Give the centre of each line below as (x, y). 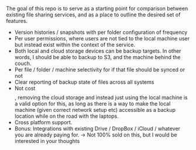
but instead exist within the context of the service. (75, 45)
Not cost (25, 88)
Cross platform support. (43, 122)
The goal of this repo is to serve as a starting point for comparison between (97, 8)
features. (17, 21)
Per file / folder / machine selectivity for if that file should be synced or (100, 69)
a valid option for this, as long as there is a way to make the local (92, 104)
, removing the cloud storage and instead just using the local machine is (101, 97)
